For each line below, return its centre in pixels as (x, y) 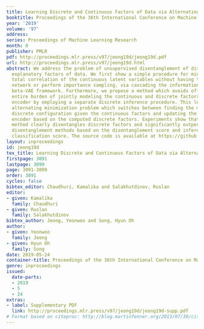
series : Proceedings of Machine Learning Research (72, 40)
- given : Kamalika (29, 198)
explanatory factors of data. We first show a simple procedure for (100, 74)
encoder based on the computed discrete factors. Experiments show (99, 119)
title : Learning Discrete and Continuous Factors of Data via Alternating (103, 12)
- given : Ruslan (27, 209)
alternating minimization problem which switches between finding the (103, 108)
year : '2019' (23, 23)
